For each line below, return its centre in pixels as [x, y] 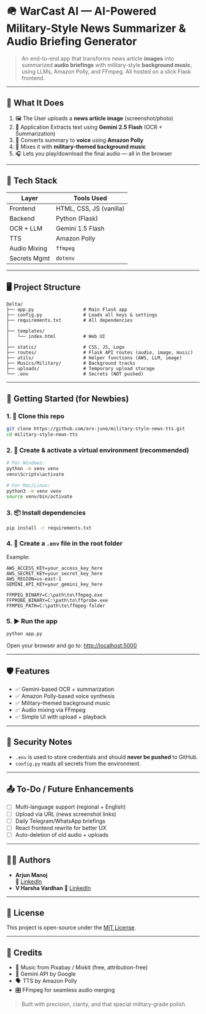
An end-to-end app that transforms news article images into [98, 58]
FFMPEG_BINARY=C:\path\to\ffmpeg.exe [55, 595]
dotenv [66, 258]
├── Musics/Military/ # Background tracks [71, 364]
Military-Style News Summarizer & [96, 29]
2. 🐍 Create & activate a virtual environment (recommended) [98, 450]
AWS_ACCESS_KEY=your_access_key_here [55, 568]
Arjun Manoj [31, 875]
